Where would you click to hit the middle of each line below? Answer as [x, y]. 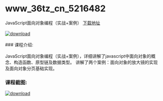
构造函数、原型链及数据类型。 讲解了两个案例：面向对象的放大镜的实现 [86, 62]
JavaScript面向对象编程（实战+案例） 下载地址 [53, 23]
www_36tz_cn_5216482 [56, 9]
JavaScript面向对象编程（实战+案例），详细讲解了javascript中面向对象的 [78, 56]
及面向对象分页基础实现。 [31, 68]
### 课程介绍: [19, 44]
